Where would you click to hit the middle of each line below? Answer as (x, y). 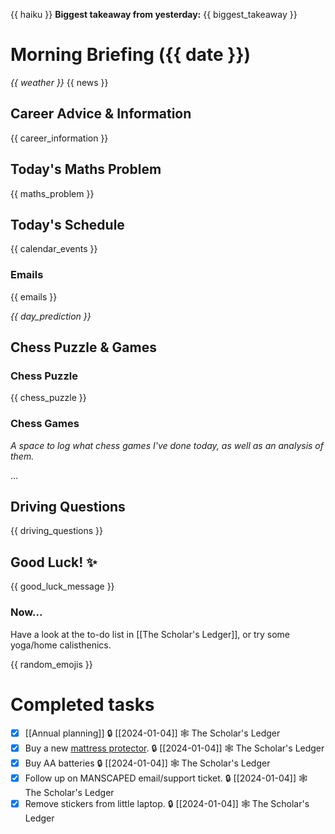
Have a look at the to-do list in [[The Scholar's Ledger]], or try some (150, 634)
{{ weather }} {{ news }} (59, 82)
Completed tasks (82, 704)
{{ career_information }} (59, 138)
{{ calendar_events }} (54, 249)
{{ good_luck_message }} (62, 586)
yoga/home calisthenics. (61, 645)
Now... (26, 612)
